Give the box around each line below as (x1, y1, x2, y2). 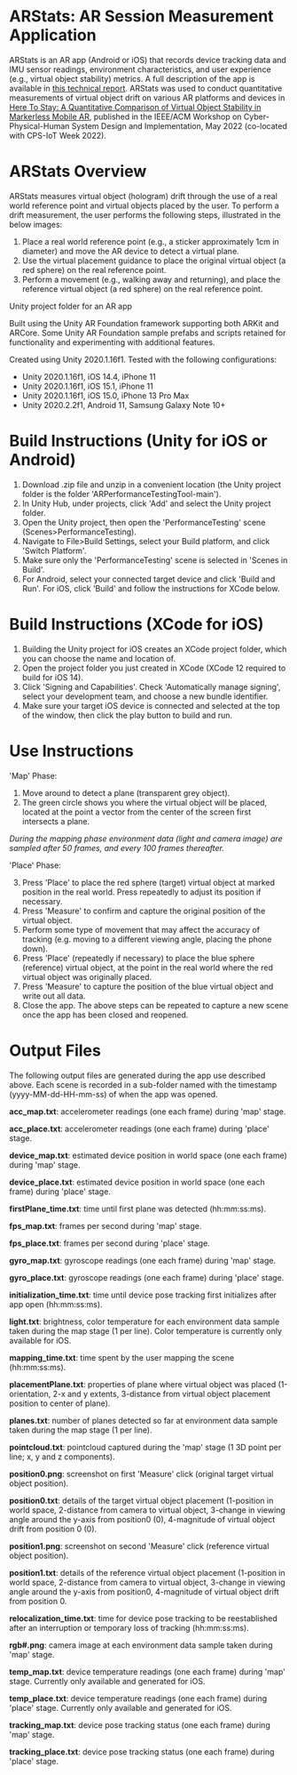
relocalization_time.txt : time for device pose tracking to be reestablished (9, 1612, 277, 1624)
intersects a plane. (21, 815, 90, 826)
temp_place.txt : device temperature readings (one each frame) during (9, 1692, 268, 1704)
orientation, (9, 1388, 51, 1399)
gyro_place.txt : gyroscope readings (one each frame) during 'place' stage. (9, 1272, 285, 1282)
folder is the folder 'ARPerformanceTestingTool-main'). (21, 488, 222, 499)
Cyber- (243, 111, 270, 122)
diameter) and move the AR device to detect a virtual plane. (21, 245, 239, 256)
